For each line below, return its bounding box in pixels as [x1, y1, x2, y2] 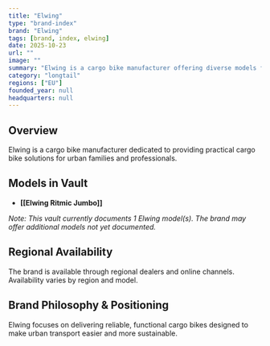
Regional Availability [8, 246, 113, 259]
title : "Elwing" [8, 11, 63, 20]
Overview [8, 124, 59, 137]
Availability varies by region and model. [8, 275, 138, 285]
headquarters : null [8, 94, 74, 102]
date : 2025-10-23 [8, 42, 67, 50]
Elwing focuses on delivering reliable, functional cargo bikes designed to [8, 320, 249, 329]
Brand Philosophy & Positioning [8, 299, 169, 312]
